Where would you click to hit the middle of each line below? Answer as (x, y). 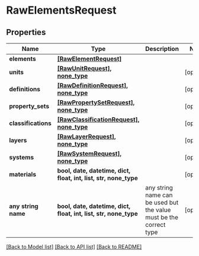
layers (18, 140)
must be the (162, 217)
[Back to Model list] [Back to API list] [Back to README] (74, 247)
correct (155, 225)
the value (158, 210)
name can (159, 195)
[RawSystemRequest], (89, 153)
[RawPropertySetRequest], (96, 103)
